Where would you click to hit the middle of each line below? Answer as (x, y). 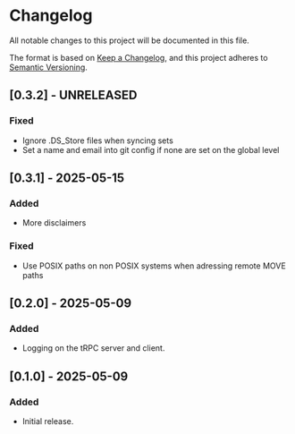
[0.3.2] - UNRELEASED (73, 95)
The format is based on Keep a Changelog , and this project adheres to (139, 57)
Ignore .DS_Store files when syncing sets (98, 140)
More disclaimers (54, 223)
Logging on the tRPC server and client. (93, 348)
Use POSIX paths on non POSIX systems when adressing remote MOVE (154, 266)
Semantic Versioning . (48, 67)
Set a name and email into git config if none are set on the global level (151, 149)
